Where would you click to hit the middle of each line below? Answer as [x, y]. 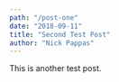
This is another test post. [55, 68]
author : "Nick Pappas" [52, 43]
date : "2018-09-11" [46, 26]
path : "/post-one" [44, 18]
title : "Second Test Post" [60, 34]
